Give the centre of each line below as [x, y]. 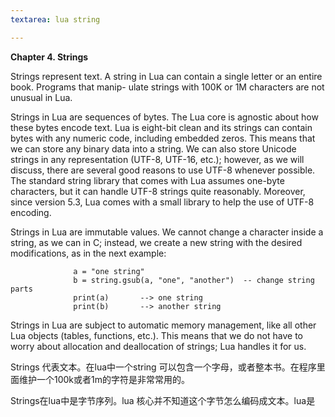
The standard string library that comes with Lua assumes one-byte [147, 180]
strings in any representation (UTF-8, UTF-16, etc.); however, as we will [157, 159]
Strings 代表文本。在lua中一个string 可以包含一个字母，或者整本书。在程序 [163, 367]
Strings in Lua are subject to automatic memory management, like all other [163, 325]
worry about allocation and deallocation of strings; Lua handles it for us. [158, 346]
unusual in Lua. [41, 97]
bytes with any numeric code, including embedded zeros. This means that [163, 138]
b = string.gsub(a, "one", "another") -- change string [194, 280]
